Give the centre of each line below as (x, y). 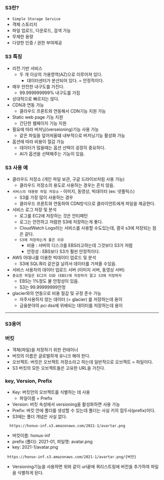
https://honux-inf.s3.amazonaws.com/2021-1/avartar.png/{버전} (72, 457)
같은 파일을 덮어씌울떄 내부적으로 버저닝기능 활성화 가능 (72, 135)
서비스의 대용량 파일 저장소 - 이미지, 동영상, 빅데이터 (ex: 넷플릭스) (73, 191)
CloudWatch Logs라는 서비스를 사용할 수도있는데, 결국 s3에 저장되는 (85, 228)
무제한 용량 (23, 37)
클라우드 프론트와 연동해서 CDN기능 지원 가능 (62, 111)
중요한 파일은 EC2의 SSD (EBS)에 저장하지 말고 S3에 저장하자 (67, 275)
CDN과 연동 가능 (28, 105)
